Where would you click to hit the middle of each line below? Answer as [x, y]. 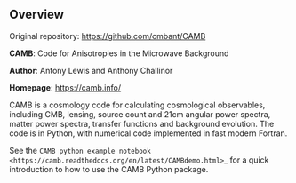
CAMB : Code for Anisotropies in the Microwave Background [119, 53]
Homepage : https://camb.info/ [65, 87]
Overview [37, 15]
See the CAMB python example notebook [80, 150]
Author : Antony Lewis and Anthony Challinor [91, 70]
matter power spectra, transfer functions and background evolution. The [142, 123]
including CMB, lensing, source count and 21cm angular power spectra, [140, 114]
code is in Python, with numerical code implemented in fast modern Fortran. [148, 133]
